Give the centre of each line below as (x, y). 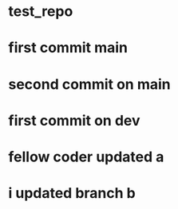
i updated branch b (72, 194)
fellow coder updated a (86, 157)
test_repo (41, 12)
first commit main (68, 48)
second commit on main (90, 84)
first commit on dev (75, 120)
